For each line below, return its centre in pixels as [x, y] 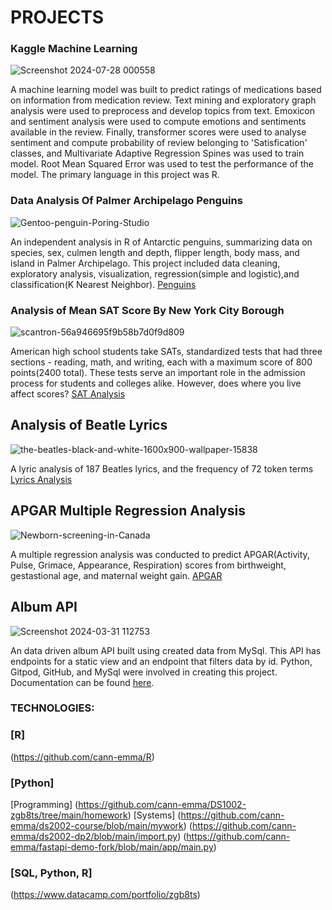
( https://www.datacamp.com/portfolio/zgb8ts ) [105, 895]
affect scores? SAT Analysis [68, 394]
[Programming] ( [44, 805]
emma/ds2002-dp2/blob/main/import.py [94, 837]
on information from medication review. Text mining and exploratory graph [163, 100]
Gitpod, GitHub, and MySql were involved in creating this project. [144, 672]
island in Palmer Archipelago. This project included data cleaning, [145, 263]
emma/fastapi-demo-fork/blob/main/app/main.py [112, 847]
